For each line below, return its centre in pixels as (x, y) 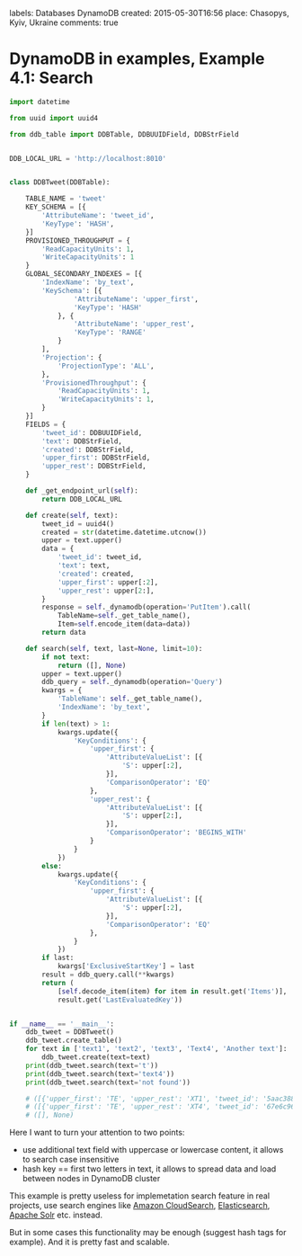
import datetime (40, 102)
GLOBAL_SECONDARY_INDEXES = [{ (84, 274)
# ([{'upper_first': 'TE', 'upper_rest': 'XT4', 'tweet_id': (142, 1107)
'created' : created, (96, 574)
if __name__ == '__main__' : (62, 1024)
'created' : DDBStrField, (88, 450)
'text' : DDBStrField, (82, 441)
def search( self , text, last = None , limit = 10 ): (114, 648)
